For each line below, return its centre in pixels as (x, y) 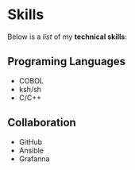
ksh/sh (30, 89)
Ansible (31, 150)
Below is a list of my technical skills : (67, 37)
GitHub (31, 141)
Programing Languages (67, 62)
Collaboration (42, 123)
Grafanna (34, 158)
